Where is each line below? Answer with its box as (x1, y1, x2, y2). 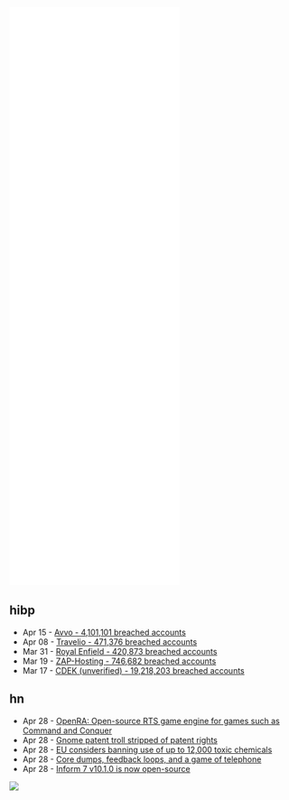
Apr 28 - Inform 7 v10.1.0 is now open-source (22, 763, 191, 774)
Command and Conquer (22, 725, 113, 736)
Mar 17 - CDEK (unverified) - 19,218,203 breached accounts (22, 665, 246, 675)
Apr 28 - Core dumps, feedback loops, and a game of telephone (22, 753, 262, 765)
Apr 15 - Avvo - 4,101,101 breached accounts (22, 627, 187, 637)
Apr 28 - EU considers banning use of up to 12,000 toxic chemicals (22, 744, 273, 755)
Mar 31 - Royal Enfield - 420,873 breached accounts (22, 646, 218, 656)
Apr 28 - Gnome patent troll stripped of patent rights (22, 734, 219, 745)
